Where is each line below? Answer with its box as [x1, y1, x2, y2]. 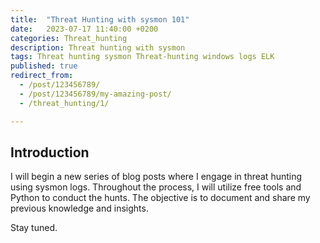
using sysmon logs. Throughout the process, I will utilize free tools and [10, 181, 302, 193]
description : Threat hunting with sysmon [10, 42, 186, 53]
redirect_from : [10, 71, 74, 81]
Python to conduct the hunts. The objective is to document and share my [10, 192, 311, 204]
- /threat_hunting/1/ [19, 98, 110, 108]
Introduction [10, 144, 90, 161]
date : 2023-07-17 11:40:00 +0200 [10, 24, 159, 34]
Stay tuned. [10, 222, 58, 234]
